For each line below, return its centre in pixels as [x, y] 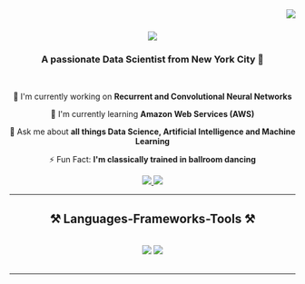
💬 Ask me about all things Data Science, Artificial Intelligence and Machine [152, 132]
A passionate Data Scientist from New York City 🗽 [152, 60]
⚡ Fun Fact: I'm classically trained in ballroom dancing [152, 160]
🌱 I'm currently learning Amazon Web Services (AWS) [152, 114]
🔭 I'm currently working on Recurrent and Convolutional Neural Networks [152, 97]
